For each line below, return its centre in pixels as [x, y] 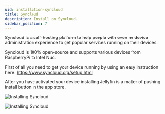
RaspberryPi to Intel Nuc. [31, 58]
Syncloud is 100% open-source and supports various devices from [73, 52]
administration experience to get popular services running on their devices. [81, 43]
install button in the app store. [35, 87]
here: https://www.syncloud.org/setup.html [49, 73]
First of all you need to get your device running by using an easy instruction [82, 67]
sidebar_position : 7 [26, 23]
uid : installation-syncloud [34, 10]
